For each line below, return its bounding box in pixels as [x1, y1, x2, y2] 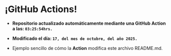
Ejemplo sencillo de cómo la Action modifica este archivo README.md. [12, 45, 163, 51]
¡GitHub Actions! [5, 4, 77, 15]
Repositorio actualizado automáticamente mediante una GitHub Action [12, 20, 166, 26]
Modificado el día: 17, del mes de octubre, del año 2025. [12, 35, 138, 41]
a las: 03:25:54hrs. [12, 25, 53, 31]
